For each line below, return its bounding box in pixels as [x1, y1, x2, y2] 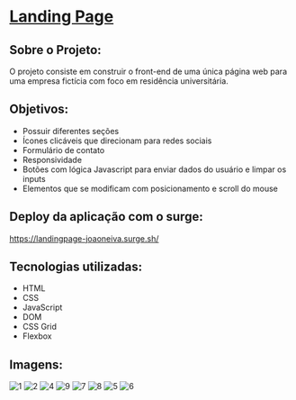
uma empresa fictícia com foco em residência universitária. [9, 76, 229, 86]
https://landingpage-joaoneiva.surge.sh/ [9, 232, 159, 244]
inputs [22, 173, 47, 184]
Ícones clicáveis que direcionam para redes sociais [22, 135, 212, 146]
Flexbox [22, 331, 52, 341]
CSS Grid [22, 322, 57, 332]
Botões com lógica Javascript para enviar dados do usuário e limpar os [22, 164, 287, 175]
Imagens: [9, 357, 63, 372]
